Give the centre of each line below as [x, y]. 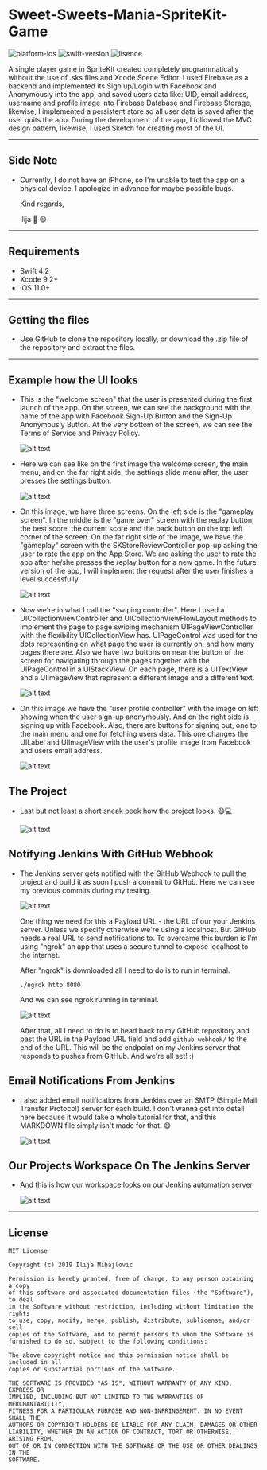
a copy [19, 1286]
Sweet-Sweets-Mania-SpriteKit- [118, 15]
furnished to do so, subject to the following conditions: [108, 1342]
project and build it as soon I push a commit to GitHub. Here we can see [137, 881]
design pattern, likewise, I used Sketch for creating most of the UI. [116, 128]
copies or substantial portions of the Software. [92, 1370]
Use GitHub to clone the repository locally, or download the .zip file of [134, 339]
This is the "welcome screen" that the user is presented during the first [136, 399]
